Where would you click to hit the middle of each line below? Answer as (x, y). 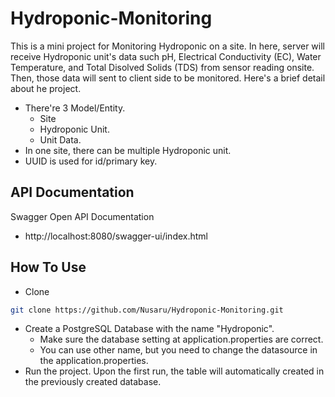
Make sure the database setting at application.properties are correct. (181, 339)
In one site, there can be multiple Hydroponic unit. (128, 150)
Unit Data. (60, 139)
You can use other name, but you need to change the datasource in (178, 350)
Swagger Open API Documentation (82, 216)
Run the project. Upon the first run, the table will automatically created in (174, 371)
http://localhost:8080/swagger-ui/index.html (116, 236)
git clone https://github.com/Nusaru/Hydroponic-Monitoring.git (147, 310)
